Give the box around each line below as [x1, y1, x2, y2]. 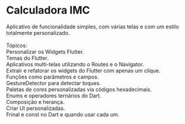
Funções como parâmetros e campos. [6, 73, 99, 80]
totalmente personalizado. [6, 29, 70, 36]
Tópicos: [6, 42, 28, 49]
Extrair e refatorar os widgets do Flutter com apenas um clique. [6, 67, 161, 74]
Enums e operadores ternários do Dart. [6, 92, 102, 99]
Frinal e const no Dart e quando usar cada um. [6, 110, 120, 118]
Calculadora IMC [6, 4, 90, 17]
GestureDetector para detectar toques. [6, 79, 101, 86]
